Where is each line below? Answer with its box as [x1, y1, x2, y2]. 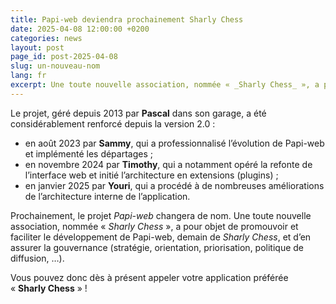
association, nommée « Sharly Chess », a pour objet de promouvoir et [10, 220, 299, 232]
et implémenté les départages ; [24, 147, 153, 160]
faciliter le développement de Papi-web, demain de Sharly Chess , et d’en [10, 231, 312, 243]
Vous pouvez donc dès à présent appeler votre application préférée [10, 271, 289, 283]
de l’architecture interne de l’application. [24, 190, 191, 202]
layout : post [10, 42, 65, 53]
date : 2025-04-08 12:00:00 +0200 [10, 24, 150, 34]
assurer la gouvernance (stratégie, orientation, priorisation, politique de [10, 241, 305, 253]
